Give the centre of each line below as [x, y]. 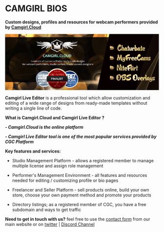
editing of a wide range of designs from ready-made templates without [76, 103]
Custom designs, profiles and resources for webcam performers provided [82, 22]
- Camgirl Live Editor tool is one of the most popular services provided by [81, 136]
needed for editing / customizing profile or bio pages [65, 180]
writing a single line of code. [33, 108]
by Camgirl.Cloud [23, 27]
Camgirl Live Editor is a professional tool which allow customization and [78, 98]
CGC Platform [20, 142]
